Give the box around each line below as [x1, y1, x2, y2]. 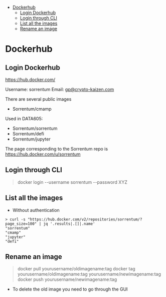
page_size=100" [5, 221, 37, 226]
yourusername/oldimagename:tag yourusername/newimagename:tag [17, 271, 161, 277]
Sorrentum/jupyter [12, 136, 51, 142]
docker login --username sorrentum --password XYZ [17, 179, 128, 185]
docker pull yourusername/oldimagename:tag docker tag [17, 266, 135, 272]
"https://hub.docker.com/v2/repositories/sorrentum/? [27, 216, 142, 222]
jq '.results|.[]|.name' [43, 221, 95, 226]
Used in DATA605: [5, 116, 43, 121]
